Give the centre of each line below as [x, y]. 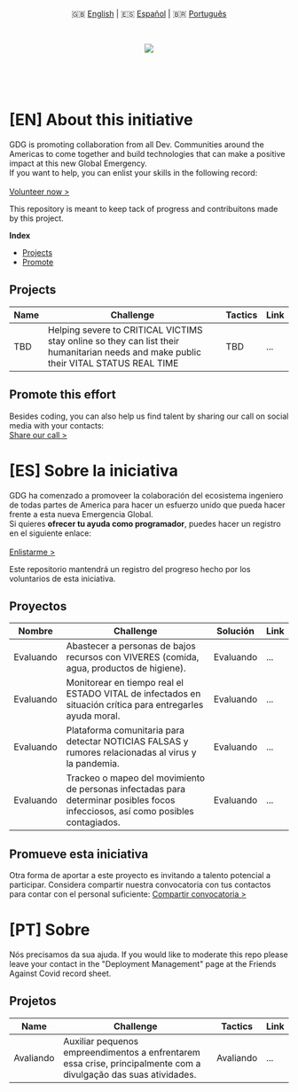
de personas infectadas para [126, 790]
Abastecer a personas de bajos [131, 646]
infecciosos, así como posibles [130, 812]
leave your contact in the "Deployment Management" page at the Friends [143, 964]
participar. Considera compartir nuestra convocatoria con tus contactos [140, 885]
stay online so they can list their [114, 341]
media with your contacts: [57, 425]
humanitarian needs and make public [125, 352]
